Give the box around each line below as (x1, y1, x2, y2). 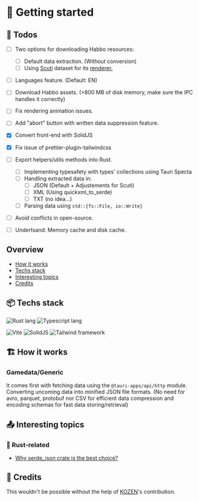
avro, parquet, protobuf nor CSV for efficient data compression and (6, 395, 174, 402)
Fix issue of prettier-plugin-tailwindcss (15, 143, 112, 151)
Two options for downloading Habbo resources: (15, 45, 134, 53)
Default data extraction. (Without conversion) (24, 57, 137, 65)
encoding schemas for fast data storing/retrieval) (6, 401, 129, 408)
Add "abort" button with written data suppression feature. (15, 119, 159, 126)
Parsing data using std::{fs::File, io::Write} (24, 202, 143, 209)
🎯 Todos (6, 30, 38, 40)
